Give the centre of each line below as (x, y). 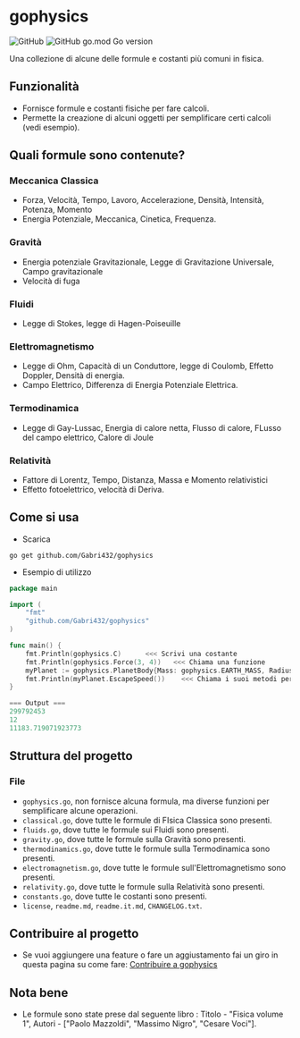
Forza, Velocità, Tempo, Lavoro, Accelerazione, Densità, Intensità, (143, 200)
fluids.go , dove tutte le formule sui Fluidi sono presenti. (125, 830)
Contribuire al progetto (74, 933)
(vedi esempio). (51, 127)
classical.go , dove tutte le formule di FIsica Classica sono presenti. (147, 820)
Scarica (36, 539)
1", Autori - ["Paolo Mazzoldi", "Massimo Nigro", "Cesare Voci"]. (139, 1024)
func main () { (36, 646)
